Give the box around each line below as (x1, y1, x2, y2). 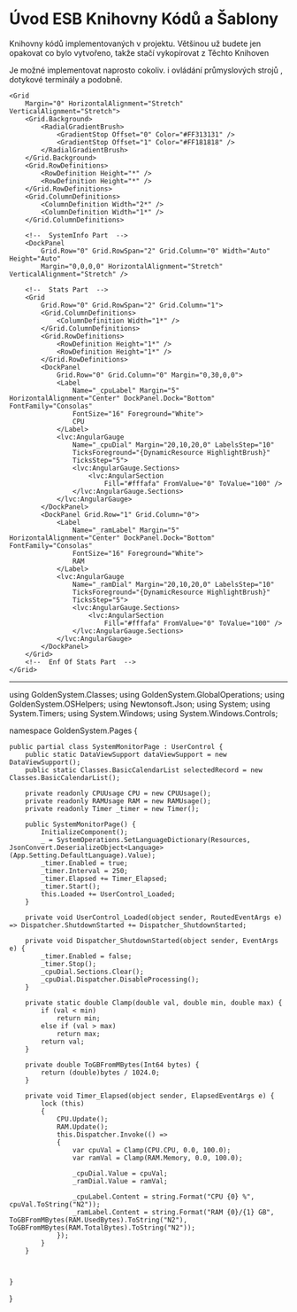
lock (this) (41, 1099, 86, 1108)
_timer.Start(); (41, 882, 101, 891)
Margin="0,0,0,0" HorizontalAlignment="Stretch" (41, 262, 224, 270)
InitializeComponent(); (41, 827, 128, 837)
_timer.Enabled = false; (41, 951, 133, 961)
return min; (56, 1013, 101, 1023)
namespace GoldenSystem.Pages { (9, 725, 138, 736)
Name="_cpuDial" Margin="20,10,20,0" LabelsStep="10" (72, 440, 275, 449)
